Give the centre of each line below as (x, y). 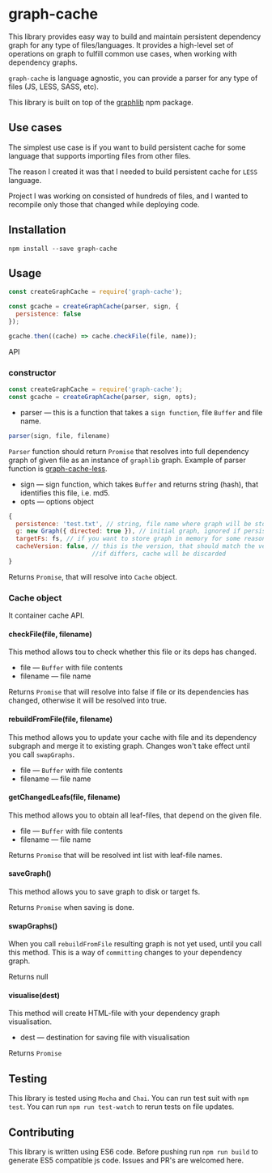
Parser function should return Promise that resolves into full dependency (129, 451)
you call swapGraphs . (42, 754)
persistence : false (49, 314)
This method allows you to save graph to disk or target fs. (104, 891)
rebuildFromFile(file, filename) (61, 719)
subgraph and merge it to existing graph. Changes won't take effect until (130, 746)
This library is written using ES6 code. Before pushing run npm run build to (134, 1151)
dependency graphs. (43, 62)
